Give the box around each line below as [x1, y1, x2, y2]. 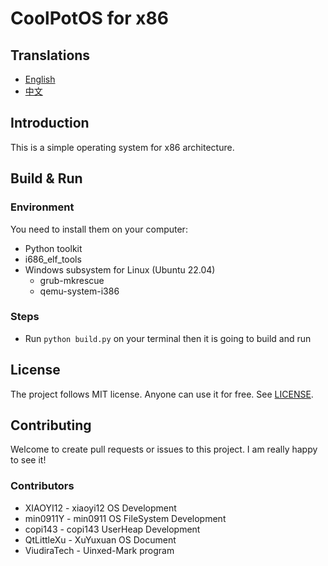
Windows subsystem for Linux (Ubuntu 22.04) [24, 263, 216, 276]
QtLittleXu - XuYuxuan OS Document [24, 533, 177, 546]
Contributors [10, 479, 75, 493]
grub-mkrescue [39, 274, 105, 286]
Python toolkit [24, 242, 83, 254]
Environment [10, 200, 75, 214]
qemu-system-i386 [39, 285, 120, 297]
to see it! [10, 454, 47, 466]
